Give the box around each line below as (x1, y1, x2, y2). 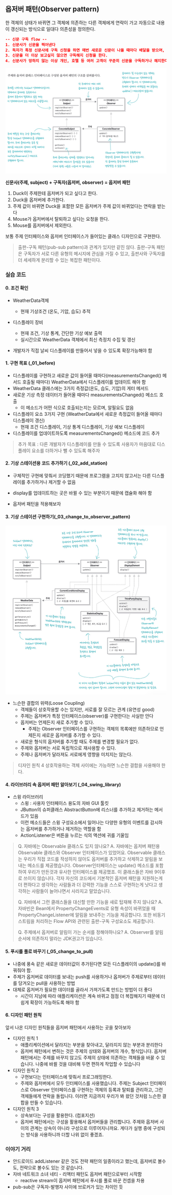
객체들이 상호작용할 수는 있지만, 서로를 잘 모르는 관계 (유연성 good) (20, 706, 155, 712)
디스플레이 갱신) (12, 417, 45, 423)
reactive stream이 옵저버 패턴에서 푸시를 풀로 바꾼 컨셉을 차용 (20, 1178, 145, 1184)
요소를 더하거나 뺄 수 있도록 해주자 (31, 447, 100, 453)
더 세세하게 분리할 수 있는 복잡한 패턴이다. (17, 257, 101, 263)
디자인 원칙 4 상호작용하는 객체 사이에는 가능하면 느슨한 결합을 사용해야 (17, 762, 160, 768)
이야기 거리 (5, 1145, 31, 1152)
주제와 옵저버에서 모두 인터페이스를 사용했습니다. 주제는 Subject (20, 1080, 149, 1086)
